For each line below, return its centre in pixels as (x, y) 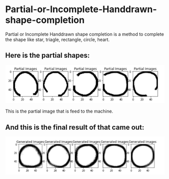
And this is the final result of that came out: (75, 127)
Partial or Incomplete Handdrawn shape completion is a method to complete (85, 34)
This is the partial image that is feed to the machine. (59, 111)
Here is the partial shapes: (48, 56)
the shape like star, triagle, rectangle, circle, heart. (57, 40)
